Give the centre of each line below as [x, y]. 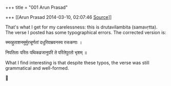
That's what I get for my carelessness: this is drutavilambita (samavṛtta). [81, 27]
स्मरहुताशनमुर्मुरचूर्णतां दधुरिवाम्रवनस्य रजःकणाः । [44, 42]
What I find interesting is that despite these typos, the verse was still [77, 63]
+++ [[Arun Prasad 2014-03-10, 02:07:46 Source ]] [58, 17]
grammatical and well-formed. [37, 68]
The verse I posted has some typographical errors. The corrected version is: [86, 32]
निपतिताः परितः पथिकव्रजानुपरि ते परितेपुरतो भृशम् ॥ [46, 52]
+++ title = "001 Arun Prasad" [37, 7]
